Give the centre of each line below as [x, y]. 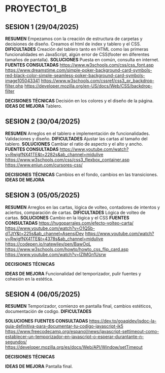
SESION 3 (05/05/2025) [43, 195]
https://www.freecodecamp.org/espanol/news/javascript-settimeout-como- [82, 332]
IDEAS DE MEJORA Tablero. [34, 106]
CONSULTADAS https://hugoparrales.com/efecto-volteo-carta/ [69, 223]
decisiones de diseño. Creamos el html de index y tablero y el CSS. [73, 44]
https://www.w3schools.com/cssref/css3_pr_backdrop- [98, 81]
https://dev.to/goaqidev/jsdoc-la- [123, 321]
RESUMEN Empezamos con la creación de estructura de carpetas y [74, 39]
